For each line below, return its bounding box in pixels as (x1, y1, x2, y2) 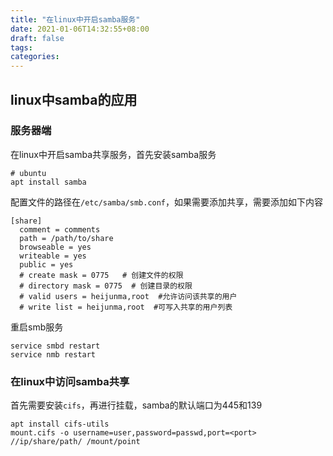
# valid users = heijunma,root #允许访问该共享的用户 (19, 291, 238, 301)
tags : (10, 42, 33, 53)
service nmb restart (10, 349, 97, 360)
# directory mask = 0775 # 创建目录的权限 (19, 281, 193, 291)
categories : (10, 52, 60, 62)
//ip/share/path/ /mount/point (10, 437, 141, 447)
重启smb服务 (10, 321, 64, 333)
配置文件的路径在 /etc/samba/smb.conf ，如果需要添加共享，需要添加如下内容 (10, 196, 324, 208)
